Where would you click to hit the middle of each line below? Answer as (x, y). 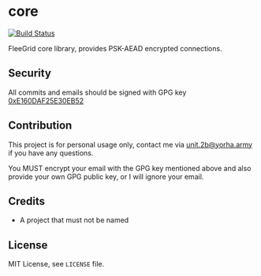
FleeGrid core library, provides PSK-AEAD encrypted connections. (115, 48)
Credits (27, 201)
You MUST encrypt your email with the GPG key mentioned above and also (130, 168)
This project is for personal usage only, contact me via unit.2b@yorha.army (130, 144)
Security (30, 73)
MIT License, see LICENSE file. (56, 264)
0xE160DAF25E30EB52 (46, 100)
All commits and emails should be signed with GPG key (97, 92)
